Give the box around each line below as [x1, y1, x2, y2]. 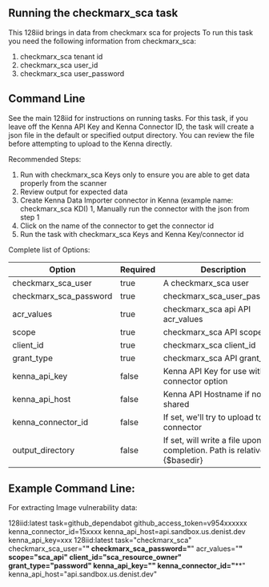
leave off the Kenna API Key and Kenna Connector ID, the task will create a [8, 122, 255, 131]
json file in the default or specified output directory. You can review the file [8, 130, 255, 139]
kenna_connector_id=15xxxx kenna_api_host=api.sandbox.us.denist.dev [8, 527, 246, 537]
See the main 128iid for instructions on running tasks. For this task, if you [8, 113, 248, 123]
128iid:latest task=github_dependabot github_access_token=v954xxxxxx [8, 518, 247, 528]
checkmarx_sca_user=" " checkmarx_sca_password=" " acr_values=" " [8, 544, 243, 553]
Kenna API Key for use [163, 365, 247, 376]
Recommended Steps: [8, 154, 82, 163]
